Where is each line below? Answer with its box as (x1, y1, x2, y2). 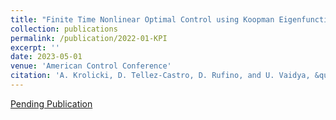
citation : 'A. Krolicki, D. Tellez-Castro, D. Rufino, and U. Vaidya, (10, 71, 311, 81)
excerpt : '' (10, 42, 60, 53)
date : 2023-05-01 (10, 52, 83, 62)
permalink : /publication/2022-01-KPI (10, 33, 168, 43)
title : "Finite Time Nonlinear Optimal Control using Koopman (10, 14, 275, 25)
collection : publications (10, 24, 118, 34)
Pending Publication (10, 97, 93, 110)
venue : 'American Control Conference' (10, 61, 172, 71)
